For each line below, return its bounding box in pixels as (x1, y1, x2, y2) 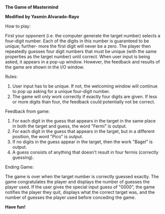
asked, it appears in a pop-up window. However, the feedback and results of (5, 59, 160, 64)
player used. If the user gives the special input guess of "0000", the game (5, 184, 155, 190)
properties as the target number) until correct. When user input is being (5, 54, 150, 60)
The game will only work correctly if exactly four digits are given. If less (12, 93, 158, 99)
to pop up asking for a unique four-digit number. (12, 89, 110, 94)
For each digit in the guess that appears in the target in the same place (12, 118, 156, 123)
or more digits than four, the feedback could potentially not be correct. (12, 99, 155, 105)
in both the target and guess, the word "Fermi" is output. (12, 123, 127, 129)
